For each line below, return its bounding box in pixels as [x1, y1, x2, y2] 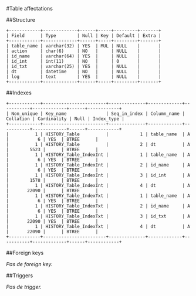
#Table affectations [6, 5, 53, 12]
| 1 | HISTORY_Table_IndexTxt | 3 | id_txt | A [6, 213, 191, 219]
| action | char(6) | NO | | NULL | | [6, 48, 161, 54]
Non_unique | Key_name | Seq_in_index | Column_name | [11, 111, 185, 117]
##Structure [6, 16, 35, 23]
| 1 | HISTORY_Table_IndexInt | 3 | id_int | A [6, 172, 191, 178]
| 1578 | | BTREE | [6, 178, 99, 183]
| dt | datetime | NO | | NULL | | [6, 69, 161, 74]
